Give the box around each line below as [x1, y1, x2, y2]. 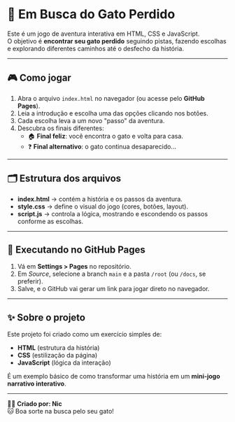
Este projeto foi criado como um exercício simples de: [7, 330, 162, 339]
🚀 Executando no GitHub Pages [7, 244, 145, 255]
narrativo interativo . [7, 379, 66, 388]
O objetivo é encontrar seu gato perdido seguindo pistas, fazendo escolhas [7, 36, 227, 45]
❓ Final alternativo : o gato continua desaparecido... [27, 142, 177, 150]
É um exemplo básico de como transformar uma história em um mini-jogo [7, 372, 220, 381]
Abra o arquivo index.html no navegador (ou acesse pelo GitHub [17, 94, 205, 102]
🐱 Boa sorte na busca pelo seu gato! [7, 407, 114, 416]
